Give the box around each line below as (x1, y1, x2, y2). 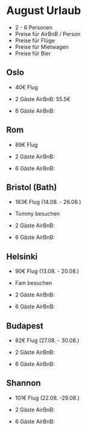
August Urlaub (6, 4, 82, 18)
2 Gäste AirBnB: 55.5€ (14, 95, 71, 102)
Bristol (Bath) (6, 182, 57, 192)
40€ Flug (14, 83, 38, 91)
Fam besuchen (14, 280, 53, 287)
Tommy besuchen (14, 210, 60, 217)
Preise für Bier (14, 49, 51, 57)
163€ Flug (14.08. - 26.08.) (14, 199, 82, 206)
